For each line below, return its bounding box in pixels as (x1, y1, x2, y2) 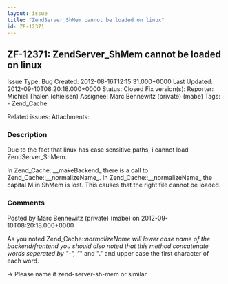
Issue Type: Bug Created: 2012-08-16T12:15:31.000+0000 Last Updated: (7, 77, 214, 86)
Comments (7, 198, 45, 207)
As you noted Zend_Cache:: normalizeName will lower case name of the (7, 234, 211, 243)
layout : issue (7, 10, 48, 17)
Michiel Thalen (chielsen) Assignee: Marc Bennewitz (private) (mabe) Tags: (7, 92, 220, 101)
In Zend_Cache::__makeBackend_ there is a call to (7, 166, 149, 174)
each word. (7, 256, 39, 265)
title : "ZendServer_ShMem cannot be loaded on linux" (7, 17, 165, 23)
